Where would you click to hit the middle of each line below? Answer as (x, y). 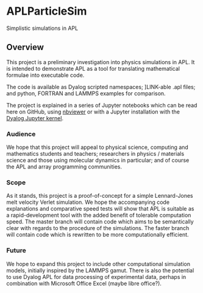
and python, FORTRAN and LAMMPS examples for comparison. (86, 93)
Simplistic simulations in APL (42, 28)
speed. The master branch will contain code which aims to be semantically (100, 222)
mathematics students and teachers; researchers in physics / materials (95, 154)
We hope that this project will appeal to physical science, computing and (98, 147)
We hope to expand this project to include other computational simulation (98, 264)
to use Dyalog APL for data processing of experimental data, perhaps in (96, 277)
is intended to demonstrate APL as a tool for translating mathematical (93, 68)
